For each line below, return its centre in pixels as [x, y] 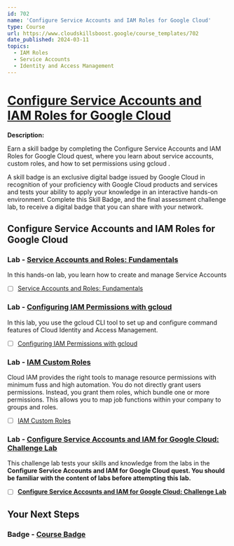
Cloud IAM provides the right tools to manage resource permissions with [112, 377]
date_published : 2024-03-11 [48, 40]
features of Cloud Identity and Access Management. [83, 329]
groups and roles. [33, 407]
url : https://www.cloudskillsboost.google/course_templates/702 [103, 33]
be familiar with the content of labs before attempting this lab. [99, 478]
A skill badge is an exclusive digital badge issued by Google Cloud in [106, 177]
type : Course [26, 27]
